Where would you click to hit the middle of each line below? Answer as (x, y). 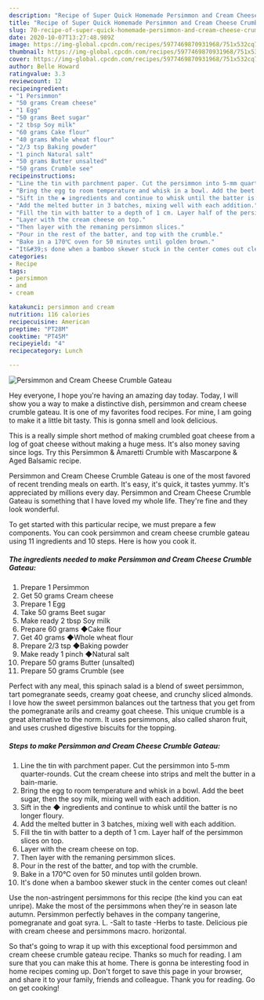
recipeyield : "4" (37, 344)
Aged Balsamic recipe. (45, 461)
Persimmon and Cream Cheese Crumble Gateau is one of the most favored (130, 476)
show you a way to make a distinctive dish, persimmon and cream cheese (128, 404)
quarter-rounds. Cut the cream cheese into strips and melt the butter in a (138, 774)
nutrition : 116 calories (49, 314)
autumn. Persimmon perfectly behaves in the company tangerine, (114, 914)
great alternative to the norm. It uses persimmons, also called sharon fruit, (128, 719)
